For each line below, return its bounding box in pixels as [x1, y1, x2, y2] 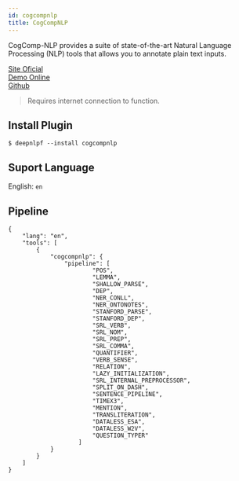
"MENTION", [92, 404, 128, 412]
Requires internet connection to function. [27, 96, 161, 105]
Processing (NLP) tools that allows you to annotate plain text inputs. [8, 49, 227, 58]
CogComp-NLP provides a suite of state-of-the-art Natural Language [8, 40, 232, 50]
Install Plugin [8, 119, 73, 132]
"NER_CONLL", [92, 294, 135, 302]
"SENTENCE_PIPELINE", [92, 390, 163, 398]
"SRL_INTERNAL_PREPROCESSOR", [92, 376, 191, 384]
